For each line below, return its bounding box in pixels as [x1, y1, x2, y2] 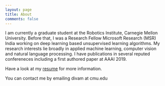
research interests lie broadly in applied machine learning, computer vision [5, 45, 157, 52]
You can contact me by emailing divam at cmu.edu [5, 75, 108, 82]
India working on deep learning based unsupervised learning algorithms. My [5, 41, 160, 46]
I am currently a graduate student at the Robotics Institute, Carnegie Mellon [5, 30, 158, 36]
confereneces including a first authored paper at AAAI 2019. [5, 56, 127, 62]
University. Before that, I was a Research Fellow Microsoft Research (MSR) [5, 35, 157, 41]
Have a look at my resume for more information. [5, 66, 102, 72]
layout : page [5, 7, 32, 12]
